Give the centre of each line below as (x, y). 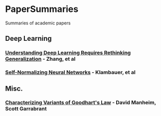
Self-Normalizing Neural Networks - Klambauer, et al (70, 72)
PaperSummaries (42, 9)
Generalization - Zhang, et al (40, 59)
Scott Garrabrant (26, 109)
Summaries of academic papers (38, 23)
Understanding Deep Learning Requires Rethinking (68, 53)
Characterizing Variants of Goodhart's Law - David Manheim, (80, 103)
